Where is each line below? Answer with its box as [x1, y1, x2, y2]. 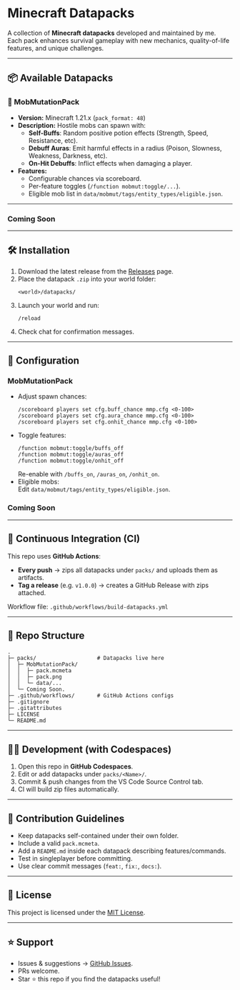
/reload [17, 314, 41, 322]
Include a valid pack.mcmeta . [17, 839, 100, 847]
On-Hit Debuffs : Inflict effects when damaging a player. [28, 159, 193, 167]
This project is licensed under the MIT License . [7, 908, 146, 916]
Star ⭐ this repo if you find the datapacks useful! [17, 974, 161, 983]
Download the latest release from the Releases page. [17, 266, 174, 276]
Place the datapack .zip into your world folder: [17, 274, 156, 283]
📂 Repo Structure [7, 629, 85, 641]
